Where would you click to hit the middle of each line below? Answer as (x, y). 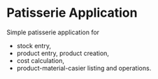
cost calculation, (40, 60)
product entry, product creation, (63, 53)
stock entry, (34, 45)
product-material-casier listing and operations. (84, 68)
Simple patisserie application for (53, 32)
